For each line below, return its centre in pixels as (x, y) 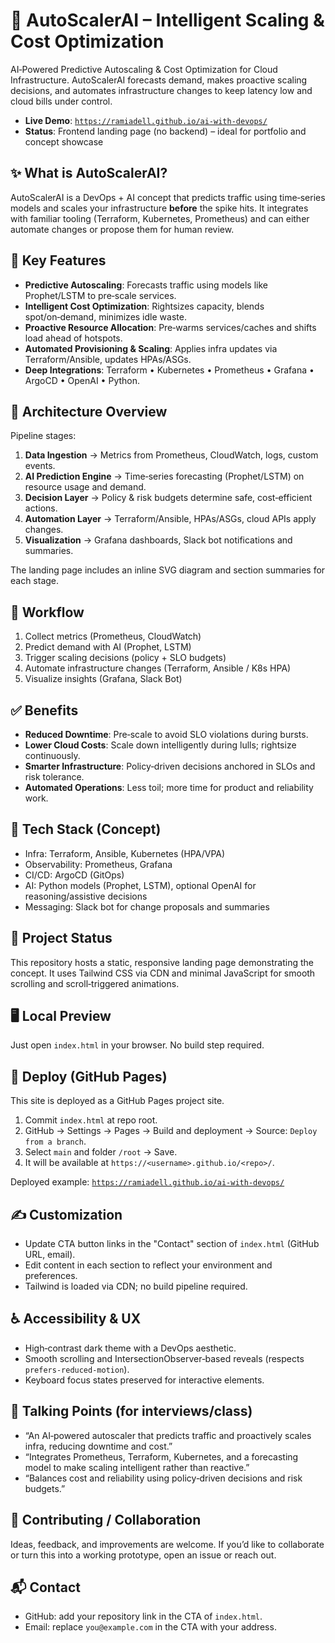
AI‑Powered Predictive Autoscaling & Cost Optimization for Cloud (144, 69)
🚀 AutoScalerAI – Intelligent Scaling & (167, 20)
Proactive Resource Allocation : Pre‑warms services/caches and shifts (170, 327)
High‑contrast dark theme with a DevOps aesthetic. (130, 1348)
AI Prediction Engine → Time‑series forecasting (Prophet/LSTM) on (164, 476)
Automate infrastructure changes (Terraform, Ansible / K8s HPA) (158, 668)
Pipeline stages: (43, 436)
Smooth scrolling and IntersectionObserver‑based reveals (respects (164, 1358)
